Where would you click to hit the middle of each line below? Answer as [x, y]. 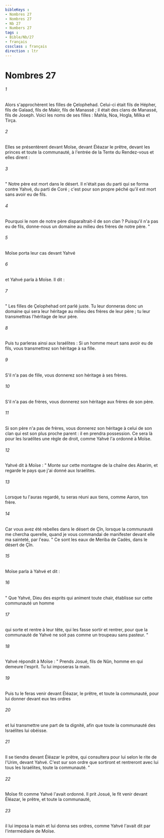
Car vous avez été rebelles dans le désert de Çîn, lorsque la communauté [79, 529]
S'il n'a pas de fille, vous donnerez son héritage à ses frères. [66, 375]
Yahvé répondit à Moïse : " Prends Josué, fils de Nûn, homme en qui [74, 661]
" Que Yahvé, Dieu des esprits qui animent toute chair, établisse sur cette [79, 598]
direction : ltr [22, 51]
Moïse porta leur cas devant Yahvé [40, 253]
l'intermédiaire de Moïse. [30, 831]
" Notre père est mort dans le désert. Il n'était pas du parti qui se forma [77, 184]
